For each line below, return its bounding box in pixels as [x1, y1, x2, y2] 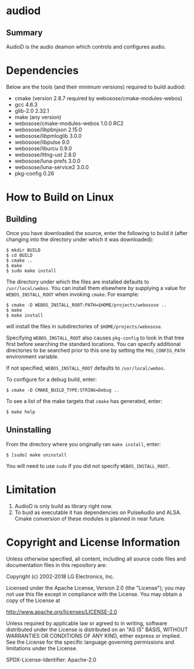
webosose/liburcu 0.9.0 [14, 144, 72, 151]
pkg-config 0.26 [14, 170, 55, 177]
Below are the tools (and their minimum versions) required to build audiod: [6, 83, 186, 90]
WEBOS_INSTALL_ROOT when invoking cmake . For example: [6, 291, 139, 298]
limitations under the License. [6, 644, 78, 652]
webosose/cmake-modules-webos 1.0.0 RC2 [14, 120, 124, 127]
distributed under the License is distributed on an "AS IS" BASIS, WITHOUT [6, 626, 188, 633]
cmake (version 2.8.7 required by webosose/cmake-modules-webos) [14, 94, 182, 101]
